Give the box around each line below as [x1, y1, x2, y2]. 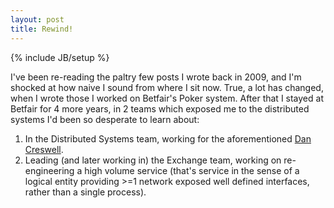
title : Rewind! [10, 24, 74, 34]
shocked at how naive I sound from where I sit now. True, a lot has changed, [10, 81, 324, 93]
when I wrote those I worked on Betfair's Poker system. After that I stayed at [10, 92, 324, 104]
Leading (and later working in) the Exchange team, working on [24, 154, 282, 166]
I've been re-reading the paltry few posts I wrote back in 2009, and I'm [10, 71, 302, 83]
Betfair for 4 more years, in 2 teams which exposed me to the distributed [10, 102, 310, 115]
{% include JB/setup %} [10, 51, 110, 63]
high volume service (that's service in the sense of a [84, 164, 300, 176]
